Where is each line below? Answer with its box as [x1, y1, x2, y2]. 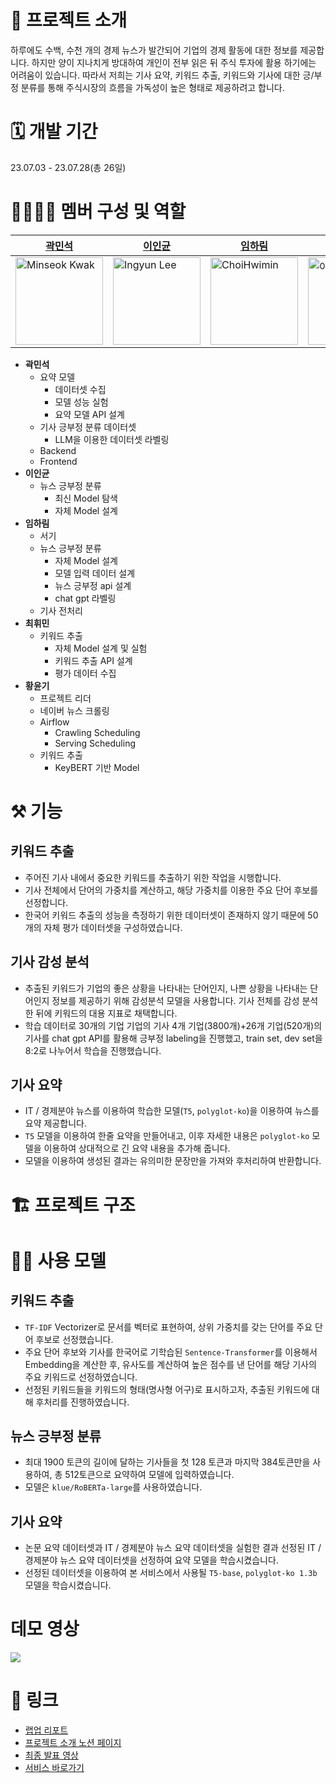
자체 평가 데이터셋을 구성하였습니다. [43, 921, 183, 933]
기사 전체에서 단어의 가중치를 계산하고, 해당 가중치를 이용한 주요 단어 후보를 [24, 884, 319, 896]
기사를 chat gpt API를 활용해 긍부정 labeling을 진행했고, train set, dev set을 [24, 1032, 323, 1044]
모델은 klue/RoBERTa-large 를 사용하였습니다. [24, 1481, 203, 1493]
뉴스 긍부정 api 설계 [54, 579, 132, 591]
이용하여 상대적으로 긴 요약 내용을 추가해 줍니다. [43, 1142, 231, 1155]
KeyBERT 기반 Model [54, 761, 140, 773]
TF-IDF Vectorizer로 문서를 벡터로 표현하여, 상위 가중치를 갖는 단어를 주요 [24, 1321, 313, 1333]
